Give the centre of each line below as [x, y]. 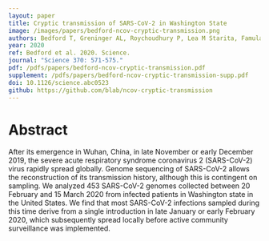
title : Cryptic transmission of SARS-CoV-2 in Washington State [118, 23]
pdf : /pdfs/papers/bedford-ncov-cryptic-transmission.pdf [107, 68]
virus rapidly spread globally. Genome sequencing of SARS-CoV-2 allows [129, 169]
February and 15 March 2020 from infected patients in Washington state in [131, 195]
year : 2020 [26, 46]
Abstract [38, 130]
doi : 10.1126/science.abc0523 [59, 82]
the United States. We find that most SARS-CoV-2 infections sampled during [134, 203]
